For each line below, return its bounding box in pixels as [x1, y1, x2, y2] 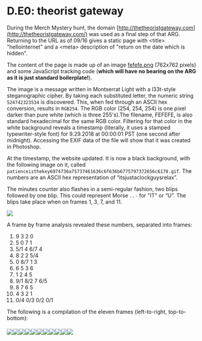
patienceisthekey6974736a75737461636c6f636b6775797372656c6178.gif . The [7, 167, 192, 175]
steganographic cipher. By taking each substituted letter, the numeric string [7, 92, 194, 99]
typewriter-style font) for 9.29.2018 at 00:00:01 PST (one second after [7, 130, 181, 137]
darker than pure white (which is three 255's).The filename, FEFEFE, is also [7, 111, 193, 118]
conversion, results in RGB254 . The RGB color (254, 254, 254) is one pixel [7, 104, 186, 112]
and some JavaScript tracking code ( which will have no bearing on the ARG [7, 67, 197, 74]
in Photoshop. [7, 143, 41, 150]
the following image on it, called [7, 161, 86, 168]
